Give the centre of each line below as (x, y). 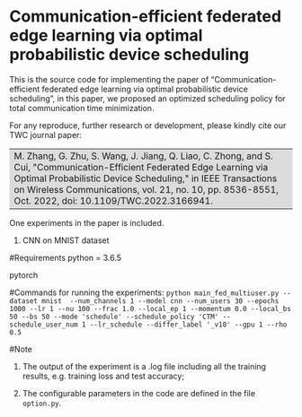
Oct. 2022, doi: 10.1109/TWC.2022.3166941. (114, 201)
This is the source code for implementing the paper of (109, 79)
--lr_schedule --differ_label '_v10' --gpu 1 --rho (188, 325)
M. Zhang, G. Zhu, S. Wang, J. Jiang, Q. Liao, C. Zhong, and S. (144, 156)
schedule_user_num (44, 325)
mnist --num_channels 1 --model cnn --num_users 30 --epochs (160, 301)
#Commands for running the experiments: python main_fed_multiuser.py (144, 292)
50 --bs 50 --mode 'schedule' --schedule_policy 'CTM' (114, 317)
